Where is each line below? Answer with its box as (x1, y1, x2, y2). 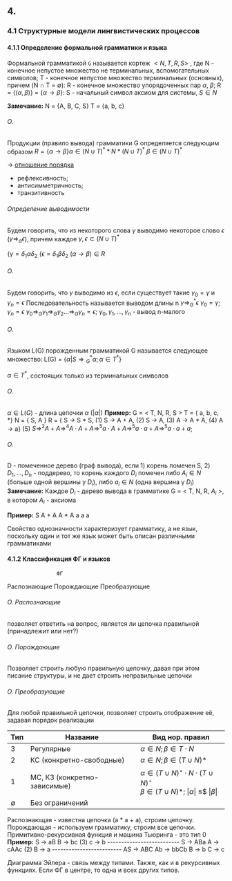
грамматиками (7, 539, 52, 547)
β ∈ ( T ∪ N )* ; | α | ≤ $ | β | (140, 787, 218, 797)
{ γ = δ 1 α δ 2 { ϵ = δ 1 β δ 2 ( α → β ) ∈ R (7, 250, 106, 259)
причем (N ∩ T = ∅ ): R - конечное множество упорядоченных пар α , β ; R (7, 81, 222, 89)
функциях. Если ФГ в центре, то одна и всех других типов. (7, 866, 180, 874)
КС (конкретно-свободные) (30, 755, 125, 765)
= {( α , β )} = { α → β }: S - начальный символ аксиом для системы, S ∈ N (7, 88, 217, 96)
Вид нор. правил (152, 732, 210, 742)
